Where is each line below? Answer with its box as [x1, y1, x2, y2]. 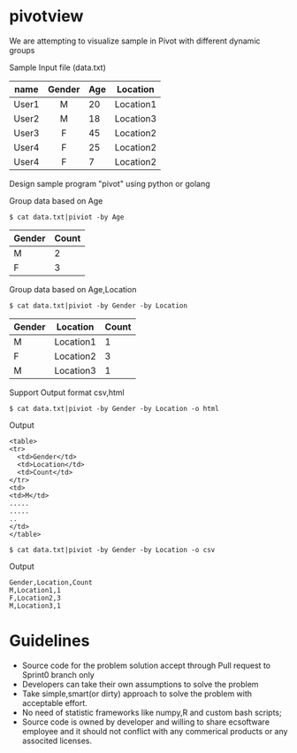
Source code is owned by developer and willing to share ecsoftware [21, 716, 270, 727]
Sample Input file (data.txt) [9, 62, 106, 73]
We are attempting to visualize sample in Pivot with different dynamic [9, 35, 261, 46]
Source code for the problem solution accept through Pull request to [21, 660, 271, 671]
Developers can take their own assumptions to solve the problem [21, 679, 259, 689]
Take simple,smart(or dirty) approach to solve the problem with [21, 688, 253, 699]
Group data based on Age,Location [9, 283, 137, 294]
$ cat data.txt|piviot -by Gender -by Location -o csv [9, 545, 216, 555]
